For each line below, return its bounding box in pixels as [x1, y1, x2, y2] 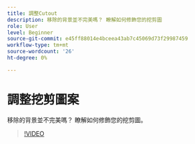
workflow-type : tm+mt [7, 42, 69, 48]
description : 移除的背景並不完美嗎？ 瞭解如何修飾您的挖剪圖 [7, 16, 162, 23]
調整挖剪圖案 [7, 91, 80, 107]
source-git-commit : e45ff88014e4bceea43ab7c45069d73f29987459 [7, 35, 188, 42]
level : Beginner [7, 29, 53, 36]
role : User [7, 23, 38, 29]
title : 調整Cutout [7, 10, 57, 17]
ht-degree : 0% [7, 55, 48, 61]
